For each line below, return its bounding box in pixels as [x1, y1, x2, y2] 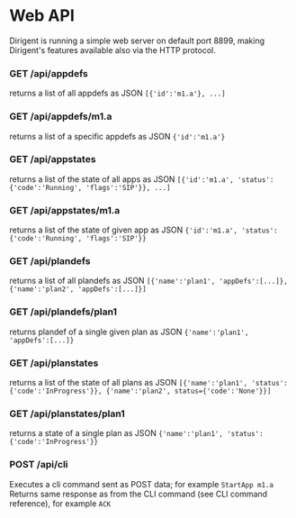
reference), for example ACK [9, 497, 112, 509]
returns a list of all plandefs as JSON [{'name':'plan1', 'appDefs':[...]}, [9, 276, 288, 286]
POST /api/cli [9, 459, 69, 471]
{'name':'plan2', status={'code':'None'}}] [105, 386, 272, 396]
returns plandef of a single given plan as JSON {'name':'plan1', [9, 326, 249, 337]
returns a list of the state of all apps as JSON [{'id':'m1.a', [9, 173, 234, 185]
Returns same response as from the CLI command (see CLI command [9, 488, 268, 499]
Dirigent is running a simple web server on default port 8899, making [9, 35, 265, 46]
